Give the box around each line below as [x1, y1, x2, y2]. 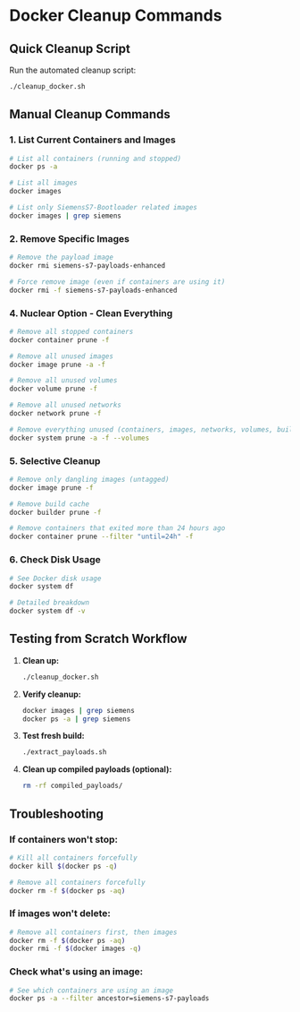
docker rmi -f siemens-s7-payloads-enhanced [9, 286, 178, 295]
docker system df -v [9, 606, 87, 616]
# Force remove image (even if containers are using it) [9, 277, 226, 287]
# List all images [9, 178, 78, 188]
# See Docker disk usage [9, 574, 102, 583]
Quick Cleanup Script [9, 41, 131, 56]
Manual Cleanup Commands [9, 107, 171, 122]
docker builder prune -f [9, 508, 102, 517]
